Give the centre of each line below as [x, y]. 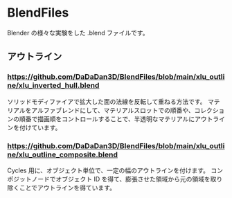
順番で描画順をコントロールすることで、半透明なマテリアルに [107, 118]
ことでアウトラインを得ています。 [68, 188]
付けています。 [40, 127]
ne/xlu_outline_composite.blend [63, 154]
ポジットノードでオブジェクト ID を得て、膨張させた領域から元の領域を [109, 179]
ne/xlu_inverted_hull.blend [53, 86]
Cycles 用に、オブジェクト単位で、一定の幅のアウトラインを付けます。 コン [115, 170]
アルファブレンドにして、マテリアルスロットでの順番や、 [113, 110]
